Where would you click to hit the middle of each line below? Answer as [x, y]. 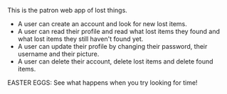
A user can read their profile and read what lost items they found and [119, 31]
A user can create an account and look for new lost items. [102, 24]
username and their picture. [58, 54]
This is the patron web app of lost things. [68, 10]
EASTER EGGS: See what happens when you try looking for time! [102, 83]
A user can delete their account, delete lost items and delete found [115, 61]
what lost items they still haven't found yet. [80, 39]
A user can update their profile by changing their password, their [112, 46]
